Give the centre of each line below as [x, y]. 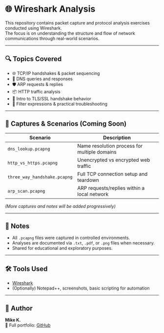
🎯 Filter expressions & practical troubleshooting [60, 104]
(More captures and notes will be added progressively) [61, 206]
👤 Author [19, 308]
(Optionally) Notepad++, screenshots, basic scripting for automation [81, 288]
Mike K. [13, 320]
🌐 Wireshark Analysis [50, 9]
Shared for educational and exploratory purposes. [62, 248]
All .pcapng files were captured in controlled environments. [71, 238]
